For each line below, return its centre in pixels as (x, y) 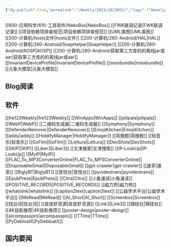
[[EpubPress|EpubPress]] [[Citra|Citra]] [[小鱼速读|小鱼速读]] (69, 178)
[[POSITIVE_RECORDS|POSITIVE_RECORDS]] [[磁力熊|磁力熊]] (71, 184)
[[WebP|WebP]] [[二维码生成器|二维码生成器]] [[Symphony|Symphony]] (80, 124)
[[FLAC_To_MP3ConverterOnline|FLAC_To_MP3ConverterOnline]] (74, 159)
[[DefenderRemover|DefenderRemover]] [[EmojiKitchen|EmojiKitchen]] (80, 129)
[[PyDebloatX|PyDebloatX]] (34, 221)
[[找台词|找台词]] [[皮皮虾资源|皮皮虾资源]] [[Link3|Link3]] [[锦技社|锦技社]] (83, 204)
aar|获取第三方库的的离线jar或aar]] (41, 57)
